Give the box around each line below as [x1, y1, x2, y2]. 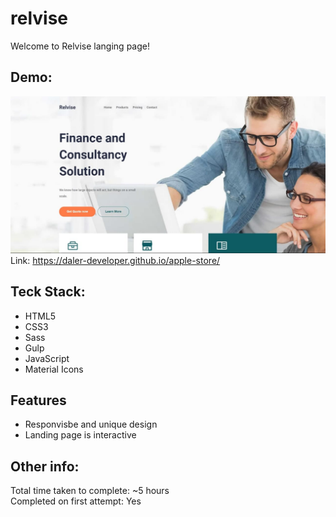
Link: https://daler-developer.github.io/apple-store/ [10, 254, 221, 266]
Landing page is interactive [24, 429, 137, 441]
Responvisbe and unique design [24, 418, 158, 431]
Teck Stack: [10, 283, 86, 301]
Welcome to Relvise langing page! [10, 40, 150, 52]
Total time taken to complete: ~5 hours [10, 485, 170, 497]
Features [10, 392, 67, 409]
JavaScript [24, 352, 70, 364]
